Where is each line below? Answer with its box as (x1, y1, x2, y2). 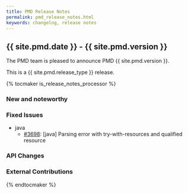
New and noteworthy (6, 95, 68, 104)
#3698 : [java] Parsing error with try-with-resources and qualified (23, 131, 183, 138)
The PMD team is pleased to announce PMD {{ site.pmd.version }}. (6, 57, 170, 65)
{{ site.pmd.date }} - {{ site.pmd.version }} (6, 41, 168, 52)
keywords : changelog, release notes (6, 20, 97, 25)
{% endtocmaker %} (6, 181, 56, 188)
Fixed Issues (6, 111, 43, 119)
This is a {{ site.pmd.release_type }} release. (6, 69, 114, 76)
